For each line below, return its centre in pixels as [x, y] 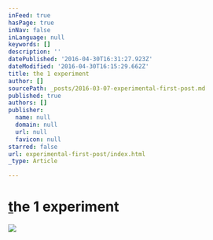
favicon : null [38, 139]
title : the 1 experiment [49, 74]
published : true [35, 96]
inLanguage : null [37, 37]
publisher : [26, 111]
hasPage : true [31, 23]
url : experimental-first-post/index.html [77, 154]
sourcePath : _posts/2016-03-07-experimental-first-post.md [107, 88]
